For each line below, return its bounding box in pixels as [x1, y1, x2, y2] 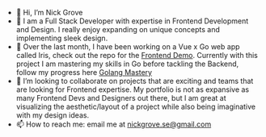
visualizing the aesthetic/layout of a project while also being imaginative [15, 102, 256, 111]
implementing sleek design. [15, 33, 108, 43]
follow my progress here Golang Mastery [15, 68, 152, 77]
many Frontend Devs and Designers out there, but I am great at [15, 93, 226, 102]
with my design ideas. [15, 110, 90, 120]
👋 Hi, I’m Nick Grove [15, 8, 83, 17]
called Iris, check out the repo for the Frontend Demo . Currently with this [15, 51, 259, 60]
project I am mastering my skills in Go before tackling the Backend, [15, 59, 239, 68]
